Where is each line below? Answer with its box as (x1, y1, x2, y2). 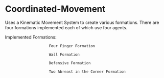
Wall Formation (48, 52, 80, 57)
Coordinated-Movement (5, 3, 106, 15)
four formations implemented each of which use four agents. (5, 24, 128, 30)
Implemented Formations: (5, 34, 57, 40)
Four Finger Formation (48, 43, 95, 48)
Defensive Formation (48, 60, 91, 65)
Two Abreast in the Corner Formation (48, 69, 126, 74)
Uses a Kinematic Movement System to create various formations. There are (5, 19, 159, 25)
